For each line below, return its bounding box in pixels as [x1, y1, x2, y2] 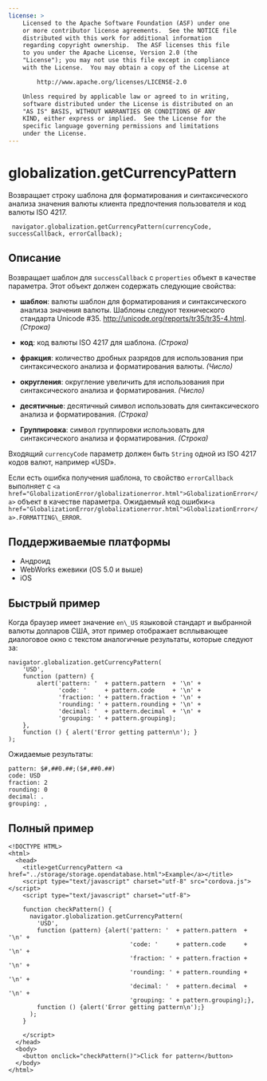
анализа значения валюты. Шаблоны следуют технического [19, 305, 226, 315]
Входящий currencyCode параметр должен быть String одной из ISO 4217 [8, 449, 257, 458]
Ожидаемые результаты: [8, 750, 93, 759]
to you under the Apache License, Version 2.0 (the [22, 49, 198, 57]
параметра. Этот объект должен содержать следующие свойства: [8, 281, 237, 291]
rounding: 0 [8, 786, 48, 794]
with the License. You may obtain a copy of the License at [22, 64, 230, 72]
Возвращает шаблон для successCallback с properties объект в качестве [8, 272, 257, 282]
